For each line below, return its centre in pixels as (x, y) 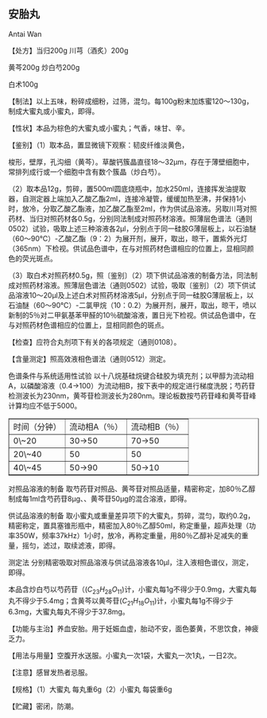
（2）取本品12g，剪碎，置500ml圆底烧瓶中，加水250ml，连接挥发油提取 (127, 189)
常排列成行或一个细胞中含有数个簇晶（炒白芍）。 (87, 172)
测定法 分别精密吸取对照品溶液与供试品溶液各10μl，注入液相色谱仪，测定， (131, 562)
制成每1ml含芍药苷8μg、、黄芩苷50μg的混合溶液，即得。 (100, 498)
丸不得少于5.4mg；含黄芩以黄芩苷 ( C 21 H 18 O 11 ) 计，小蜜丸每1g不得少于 (121, 601)
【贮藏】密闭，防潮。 (43, 706)
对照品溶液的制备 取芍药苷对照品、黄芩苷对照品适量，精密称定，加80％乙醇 (132, 489)
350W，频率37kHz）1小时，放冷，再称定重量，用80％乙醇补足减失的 (128, 535)
